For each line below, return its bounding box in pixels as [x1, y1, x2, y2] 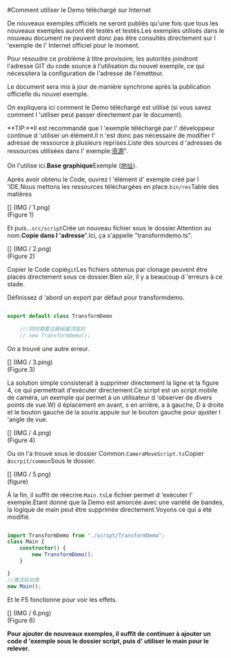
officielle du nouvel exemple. [7, 90, 89, 98]
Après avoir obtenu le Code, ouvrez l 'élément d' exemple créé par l [7, 175, 199, 183]
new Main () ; [7, 583, 41, 590]
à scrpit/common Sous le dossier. [7, 457, 97, 465]
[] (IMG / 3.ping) [7, 358, 53, 366]
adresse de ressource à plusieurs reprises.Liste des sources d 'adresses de [7, 139, 222, 147]
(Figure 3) [7, 365, 36, 373]
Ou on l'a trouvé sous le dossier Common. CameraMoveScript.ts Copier [7, 449, 205, 457]
